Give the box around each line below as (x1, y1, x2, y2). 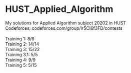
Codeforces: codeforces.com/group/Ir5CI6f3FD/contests (5, 25, 122, 31)
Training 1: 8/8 (5, 36, 35, 42)
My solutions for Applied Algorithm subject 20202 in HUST (5, 20, 126, 26)
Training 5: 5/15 (5, 62, 37, 68)
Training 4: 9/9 (5, 57, 36, 63)
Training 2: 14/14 (5, 41, 39, 47)
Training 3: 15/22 (5, 46, 40, 52)
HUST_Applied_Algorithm (5, 3, 113, 15)
